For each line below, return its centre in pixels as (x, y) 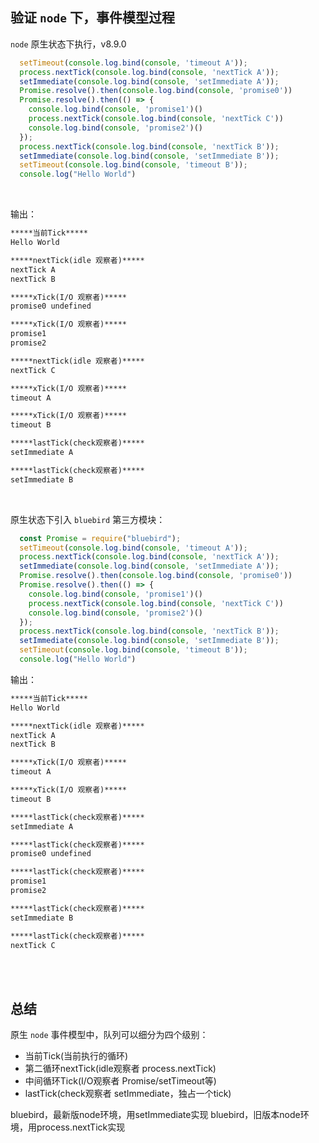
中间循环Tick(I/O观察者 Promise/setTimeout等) (120, 1081)
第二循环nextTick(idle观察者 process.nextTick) (120, 1069)
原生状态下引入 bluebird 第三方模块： (88, 519)
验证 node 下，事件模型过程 (92, 18)
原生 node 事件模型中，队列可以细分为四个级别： (109, 1035)
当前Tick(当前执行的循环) (76, 1056)
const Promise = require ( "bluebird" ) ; (100, 538)
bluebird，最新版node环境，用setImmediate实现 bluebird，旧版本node (155, 1115)
